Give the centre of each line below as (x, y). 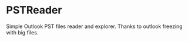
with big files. (22, 32)
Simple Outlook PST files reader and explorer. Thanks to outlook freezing (95, 26)
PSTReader (34, 10)
